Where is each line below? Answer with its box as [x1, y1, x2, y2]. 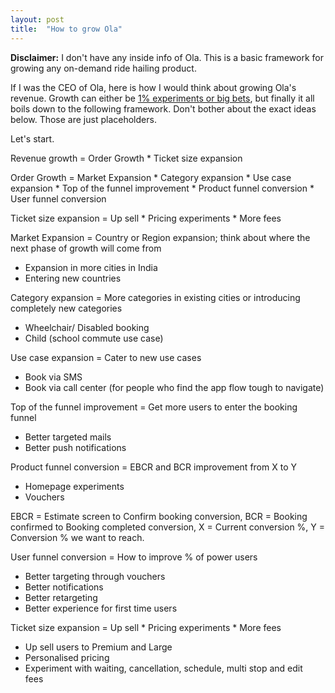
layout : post [10, 14, 65, 25]
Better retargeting [24, 591, 98, 603]
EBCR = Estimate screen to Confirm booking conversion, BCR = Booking [10, 510, 308, 522]
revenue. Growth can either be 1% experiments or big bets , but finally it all [10, 92, 315, 104]
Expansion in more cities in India [24, 261, 158, 273]
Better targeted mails [24, 431, 112, 443]
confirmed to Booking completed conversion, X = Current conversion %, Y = [10, 521, 326, 533]
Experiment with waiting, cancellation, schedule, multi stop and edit [24, 662, 303, 674]
